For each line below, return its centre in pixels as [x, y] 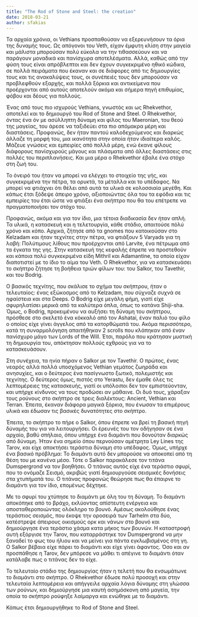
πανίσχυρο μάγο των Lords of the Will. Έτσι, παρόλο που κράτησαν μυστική [99, 337]
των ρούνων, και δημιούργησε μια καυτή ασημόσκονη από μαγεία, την [93, 590]
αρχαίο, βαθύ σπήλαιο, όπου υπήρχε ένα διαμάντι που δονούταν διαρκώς [97, 435]
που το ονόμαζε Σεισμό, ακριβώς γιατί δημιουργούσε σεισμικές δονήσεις [96, 473]
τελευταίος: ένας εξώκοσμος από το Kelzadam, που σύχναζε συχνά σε [94, 293]
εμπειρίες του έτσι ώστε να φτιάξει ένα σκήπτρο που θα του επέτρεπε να [96, 201]
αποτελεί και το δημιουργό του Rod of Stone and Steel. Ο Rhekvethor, [91, 114]
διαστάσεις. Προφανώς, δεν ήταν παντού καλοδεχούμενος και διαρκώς [95, 133]
